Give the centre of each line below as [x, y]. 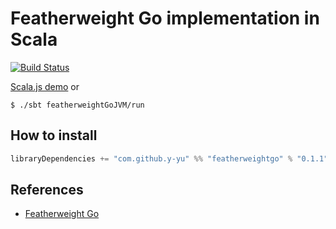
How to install [54, 135]
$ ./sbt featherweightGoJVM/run [77, 105]
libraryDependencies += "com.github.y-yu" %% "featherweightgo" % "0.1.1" [169, 158]
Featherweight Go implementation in [165, 18]
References [47, 190]
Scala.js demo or [45, 86]
